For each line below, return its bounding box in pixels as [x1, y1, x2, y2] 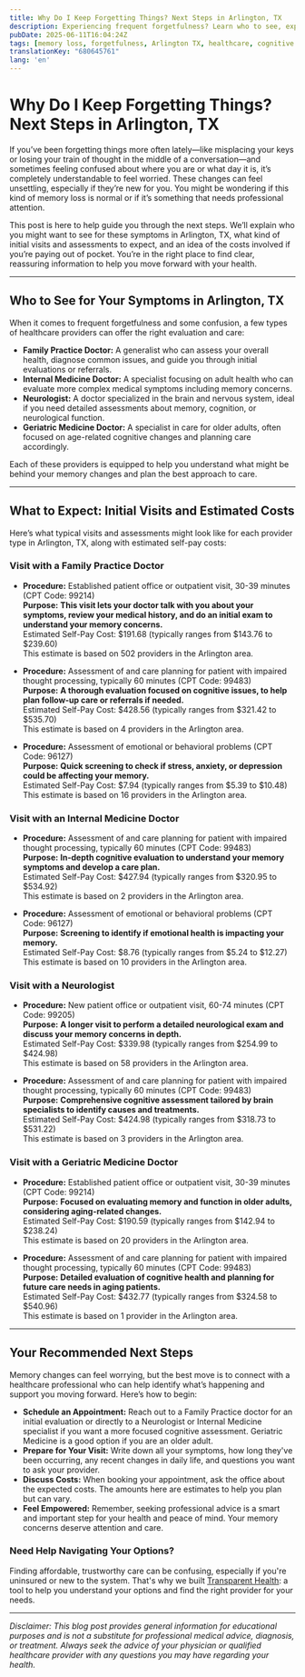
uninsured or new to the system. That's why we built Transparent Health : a [9, 1574, 289, 1586]
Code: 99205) [22, 1010, 75, 1021]
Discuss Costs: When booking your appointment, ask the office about [22, 1473, 286, 1484]
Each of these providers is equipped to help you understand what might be [9, 458, 290, 469]
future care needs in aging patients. [22, 1281, 161, 1292]
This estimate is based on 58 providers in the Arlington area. [22, 1058, 249, 1069]
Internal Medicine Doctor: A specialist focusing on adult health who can [22, 374, 294, 384]
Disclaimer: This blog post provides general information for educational [9, 1620, 278, 1632]
